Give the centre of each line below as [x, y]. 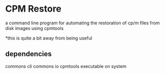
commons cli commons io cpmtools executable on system [66, 66]
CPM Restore [34, 9]
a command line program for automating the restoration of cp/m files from [82, 23]
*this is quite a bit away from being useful [49, 38]
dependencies [28, 54]
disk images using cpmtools [35, 28]
